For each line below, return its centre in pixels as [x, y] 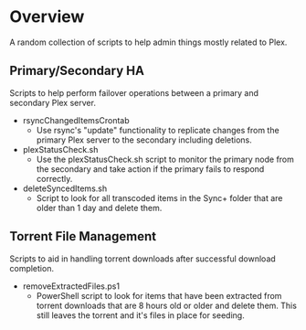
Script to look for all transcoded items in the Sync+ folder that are [159, 197]
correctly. [54, 178]
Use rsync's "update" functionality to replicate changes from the [158, 130]
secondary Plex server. [53, 102]
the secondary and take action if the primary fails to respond [150, 169]
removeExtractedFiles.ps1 [71, 286]
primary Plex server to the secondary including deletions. [144, 140]
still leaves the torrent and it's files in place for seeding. [140, 315]
